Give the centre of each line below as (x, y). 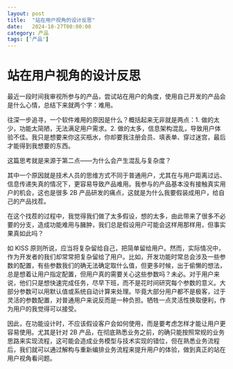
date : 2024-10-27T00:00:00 (49, 26)
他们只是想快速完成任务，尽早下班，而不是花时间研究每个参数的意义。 (119, 283)
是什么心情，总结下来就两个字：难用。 (62, 105)
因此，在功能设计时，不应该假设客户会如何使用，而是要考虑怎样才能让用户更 (116, 324)
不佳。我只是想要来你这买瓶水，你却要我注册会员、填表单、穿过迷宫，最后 (119, 137)
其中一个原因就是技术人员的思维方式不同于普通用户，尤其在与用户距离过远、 (116, 175)
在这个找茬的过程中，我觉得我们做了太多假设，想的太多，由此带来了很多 (110, 216)
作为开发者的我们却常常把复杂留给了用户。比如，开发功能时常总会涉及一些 (113, 257)
